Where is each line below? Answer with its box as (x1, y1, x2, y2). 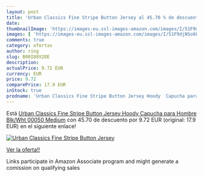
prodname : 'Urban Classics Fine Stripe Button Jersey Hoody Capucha (6, 93, 185, 99)
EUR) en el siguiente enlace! (6, 122, 77, 130)
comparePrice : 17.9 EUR (6, 82, 66, 88)
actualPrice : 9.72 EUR (6, 65, 63, 71)
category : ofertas (6, 43, 53, 49)
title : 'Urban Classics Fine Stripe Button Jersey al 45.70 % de (6, 14, 174, 21)
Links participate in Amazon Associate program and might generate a (6, 158, 179, 165)
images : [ (6, 31, 31, 37)
